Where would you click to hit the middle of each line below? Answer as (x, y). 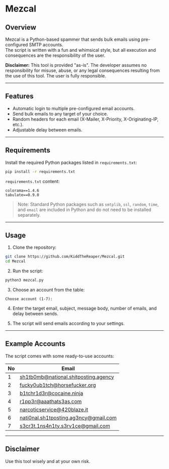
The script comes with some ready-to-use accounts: (60, 356)
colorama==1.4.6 (22, 191)
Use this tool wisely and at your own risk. (48, 461)
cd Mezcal (16, 261)
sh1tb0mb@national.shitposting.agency (67, 377)
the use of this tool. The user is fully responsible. (56, 76)
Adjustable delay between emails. (47, 130)
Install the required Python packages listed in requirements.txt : (71, 162)
